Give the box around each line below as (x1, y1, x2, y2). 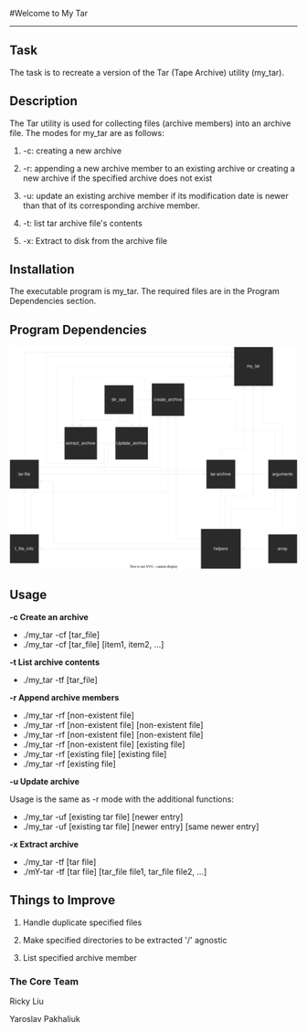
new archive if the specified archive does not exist (22, 173, 213, 184)
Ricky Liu (9, 995, 44, 1006)
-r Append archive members (9, 691, 120, 702)
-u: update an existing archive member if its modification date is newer (22, 190, 290, 201)
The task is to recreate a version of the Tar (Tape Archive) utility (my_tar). (9, 67, 285, 78)
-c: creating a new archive (22, 145, 122, 156)
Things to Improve (9, 892, 116, 908)
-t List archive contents (9, 657, 101, 668)
